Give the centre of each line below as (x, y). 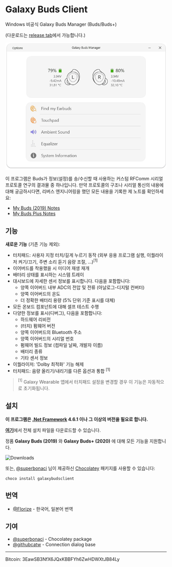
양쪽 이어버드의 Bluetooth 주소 (51, 332)
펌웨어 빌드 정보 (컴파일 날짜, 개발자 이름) (62, 345)
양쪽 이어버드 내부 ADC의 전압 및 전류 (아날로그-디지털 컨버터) (82, 287)
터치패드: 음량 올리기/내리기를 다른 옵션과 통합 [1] (61, 370)
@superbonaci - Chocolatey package (52, 539)
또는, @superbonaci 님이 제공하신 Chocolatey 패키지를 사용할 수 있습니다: (80, 468)
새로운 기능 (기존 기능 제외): (33, 244)
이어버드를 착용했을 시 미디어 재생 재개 (51, 268)
